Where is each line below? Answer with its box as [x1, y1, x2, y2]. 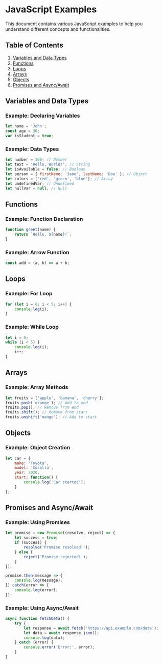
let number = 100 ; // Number [5, 157, 67, 162]
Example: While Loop [5, 324, 59, 331]
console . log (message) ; [14, 578, 63, 583]
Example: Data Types [5, 145, 59, 153]
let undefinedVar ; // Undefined [5, 181, 74, 186]
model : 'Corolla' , [14, 465, 54, 470]
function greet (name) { [5, 227, 56, 232]
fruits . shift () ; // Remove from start [5, 410, 88, 415]
